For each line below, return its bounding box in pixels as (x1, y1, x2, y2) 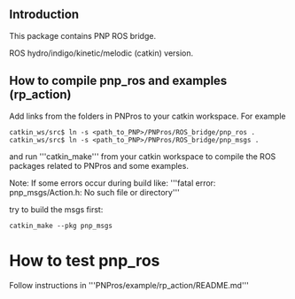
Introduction (9, 7, 80, 22)
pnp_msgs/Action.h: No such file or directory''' (9, 187, 180, 197)
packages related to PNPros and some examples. (9, 160, 189, 171)
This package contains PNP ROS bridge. (9, 30, 157, 41)
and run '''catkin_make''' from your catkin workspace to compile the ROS (9, 150, 276, 162)
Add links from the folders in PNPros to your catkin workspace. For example (9, 111, 286, 121)
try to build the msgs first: (9, 203, 104, 215)
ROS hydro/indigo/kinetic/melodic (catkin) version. (9, 48, 194, 58)
